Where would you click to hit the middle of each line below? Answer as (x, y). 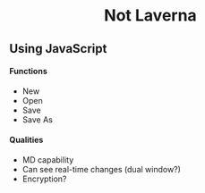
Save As (38, 119)
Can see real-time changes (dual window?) (102, 169)
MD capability (48, 159)
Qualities (26, 140)
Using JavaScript (58, 49)
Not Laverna (150, 16)
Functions (28, 71)
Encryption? (44, 179)
